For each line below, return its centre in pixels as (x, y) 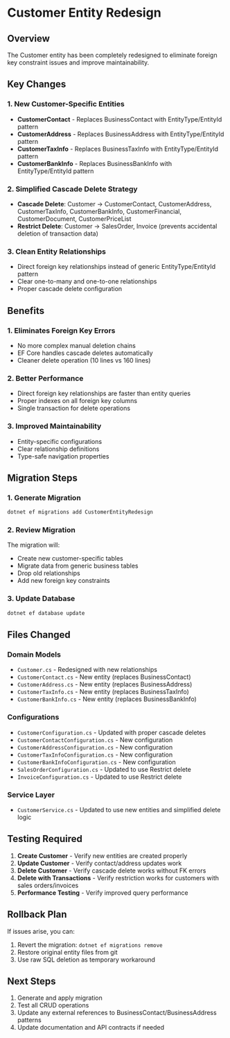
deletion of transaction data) (58, 233)
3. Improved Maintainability (54, 427)
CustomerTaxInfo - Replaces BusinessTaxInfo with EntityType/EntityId (118, 149)
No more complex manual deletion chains (77, 345)
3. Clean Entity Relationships (56, 252)
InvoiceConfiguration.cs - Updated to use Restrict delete (99, 777)
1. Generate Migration (44, 497)
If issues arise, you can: (41, 931)
